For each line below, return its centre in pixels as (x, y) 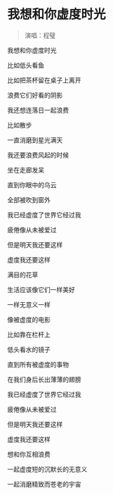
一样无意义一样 (29, 304)
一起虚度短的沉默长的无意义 (47, 469)
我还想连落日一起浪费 (38, 110)
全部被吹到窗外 (29, 200)
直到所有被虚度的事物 (38, 364)
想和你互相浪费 (29, 454)
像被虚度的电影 (29, 319)
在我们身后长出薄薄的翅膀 (44, 379)
